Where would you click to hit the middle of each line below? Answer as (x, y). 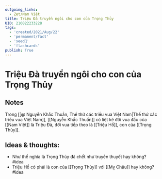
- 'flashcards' (25, 46)
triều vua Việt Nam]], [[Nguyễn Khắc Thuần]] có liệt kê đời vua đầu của (76, 119)
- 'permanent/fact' (29, 37)
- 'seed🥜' (19, 41)
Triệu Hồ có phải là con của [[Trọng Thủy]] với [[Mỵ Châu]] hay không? (83, 167)
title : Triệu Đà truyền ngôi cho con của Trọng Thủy (59, 18)
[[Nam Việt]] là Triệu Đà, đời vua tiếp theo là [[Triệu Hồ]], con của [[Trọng (78, 125)
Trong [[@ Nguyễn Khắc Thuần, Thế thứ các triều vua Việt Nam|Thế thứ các (81, 114)
